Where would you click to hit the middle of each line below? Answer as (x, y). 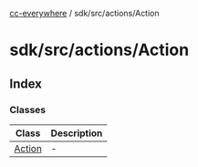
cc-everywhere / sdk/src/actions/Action (84, 13)
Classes (28, 110)
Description (77, 133)
